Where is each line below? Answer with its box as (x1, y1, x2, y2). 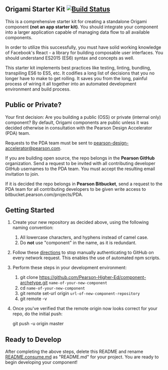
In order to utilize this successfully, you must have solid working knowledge (5, 44, 161, 50)
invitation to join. (5, 171, 40, 177)
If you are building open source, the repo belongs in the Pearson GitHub (5, 155, 155, 161)
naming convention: (12, 225, 54, 231)
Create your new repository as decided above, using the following (12, 219, 149, 226)
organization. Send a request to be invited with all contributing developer (5, 160, 155, 166)
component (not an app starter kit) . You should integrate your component (5, 24, 158, 30)
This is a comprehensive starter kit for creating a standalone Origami (5, 18, 147, 24)
